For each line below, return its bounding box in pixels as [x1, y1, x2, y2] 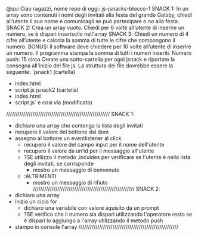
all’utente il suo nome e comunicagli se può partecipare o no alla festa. [6, 18, 180, 24]
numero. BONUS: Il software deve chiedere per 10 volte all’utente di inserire [6, 43, 191, 50]
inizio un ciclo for [14, 198, 58, 205]
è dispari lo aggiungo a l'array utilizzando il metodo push [23, 217, 163, 224]
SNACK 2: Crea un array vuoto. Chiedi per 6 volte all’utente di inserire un [6, 24, 185, 31]
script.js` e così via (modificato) [14, 99, 92, 106]
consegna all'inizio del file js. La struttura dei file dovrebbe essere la [6, 62, 174, 69]
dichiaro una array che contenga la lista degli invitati [14, 122, 143, 129]
